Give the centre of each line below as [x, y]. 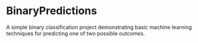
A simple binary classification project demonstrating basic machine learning [99, 27]
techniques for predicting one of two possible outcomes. [76, 33]
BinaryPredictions [51, 11]
